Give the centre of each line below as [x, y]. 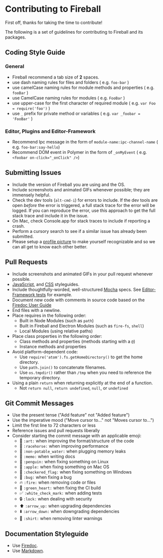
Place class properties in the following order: [57, 336]
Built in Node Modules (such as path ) [57, 320]
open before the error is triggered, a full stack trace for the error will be [83, 205]
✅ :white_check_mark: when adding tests [61, 493]
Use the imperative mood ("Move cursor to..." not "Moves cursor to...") [83, 420]
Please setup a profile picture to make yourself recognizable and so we [83, 241]
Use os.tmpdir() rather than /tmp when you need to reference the [85, 372]
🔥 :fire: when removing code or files [58, 482]
